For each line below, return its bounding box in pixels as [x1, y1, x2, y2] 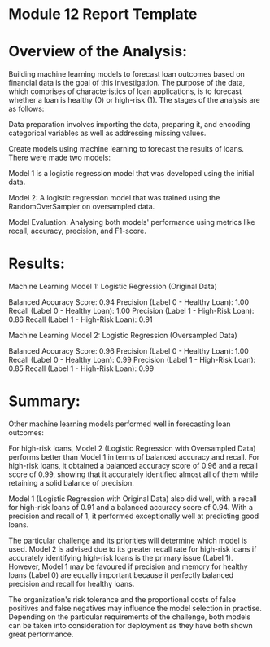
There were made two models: [8, 152, 111, 163]
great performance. [8, 629, 74, 639]
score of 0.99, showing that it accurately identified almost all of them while [8, 469, 259, 479]
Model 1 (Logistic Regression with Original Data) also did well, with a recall [8, 494, 258, 504]
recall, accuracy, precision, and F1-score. [8, 226, 146, 236]
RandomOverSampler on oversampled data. [8, 201, 155, 212]
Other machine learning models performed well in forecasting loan [8, 419, 231, 429]
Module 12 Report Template [8, 5, 198, 24]
